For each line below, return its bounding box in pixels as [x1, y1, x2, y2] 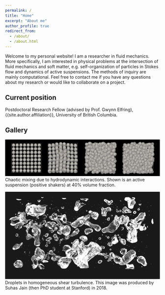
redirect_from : [5, 29, 36, 34]
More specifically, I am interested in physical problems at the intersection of [5, 58, 159, 64]
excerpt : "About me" [5, 18, 48, 23]
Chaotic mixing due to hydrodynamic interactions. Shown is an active [5, 177, 145, 183]
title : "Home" [5, 13, 34, 18]
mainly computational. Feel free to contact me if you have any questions [5, 74, 151, 80]
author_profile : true [5, 24, 50, 29]
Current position [5, 93, 56, 102]
